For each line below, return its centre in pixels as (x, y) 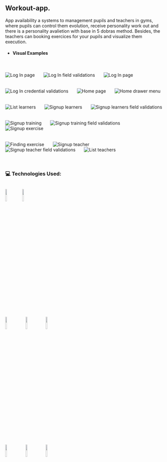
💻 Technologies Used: (33, 174)
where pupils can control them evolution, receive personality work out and (82, 26)
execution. (16, 42)
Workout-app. (28, 8)
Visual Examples (30, 53)
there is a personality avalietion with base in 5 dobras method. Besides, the (83, 31)
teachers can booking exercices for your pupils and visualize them (74, 36)
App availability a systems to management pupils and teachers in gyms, (79, 20)
